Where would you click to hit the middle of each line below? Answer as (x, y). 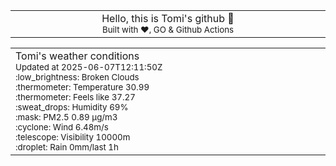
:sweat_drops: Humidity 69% (72, 107)
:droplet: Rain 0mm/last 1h (67, 147)
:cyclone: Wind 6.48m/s (62, 127)
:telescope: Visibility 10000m (73, 137)
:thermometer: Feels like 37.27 (75, 97)
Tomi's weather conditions (77, 56)
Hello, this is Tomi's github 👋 (168, 18)
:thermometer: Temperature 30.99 (82, 87)
